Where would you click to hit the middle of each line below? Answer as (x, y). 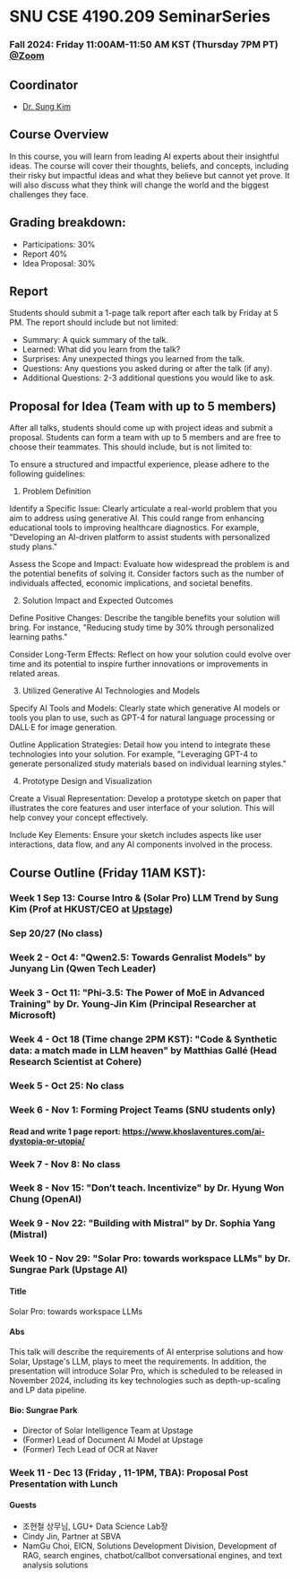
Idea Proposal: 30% (59, 263)
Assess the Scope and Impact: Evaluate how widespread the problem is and (150, 564)
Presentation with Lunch (64, 1484)
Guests (23, 1505)
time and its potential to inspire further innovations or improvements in (139, 664)
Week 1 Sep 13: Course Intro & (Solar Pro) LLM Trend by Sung (144, 898)
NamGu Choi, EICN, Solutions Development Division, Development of (150, 1546)
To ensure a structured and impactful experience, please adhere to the (140, 465)
